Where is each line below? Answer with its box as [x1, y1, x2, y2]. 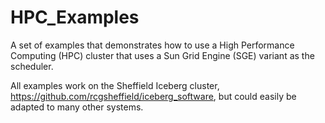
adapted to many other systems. [10, 101, 144, 113]
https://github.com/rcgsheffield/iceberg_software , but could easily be [10, 90, 297, 102]
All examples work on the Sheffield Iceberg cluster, [10, 79, 220, 91]
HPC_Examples [10, 6, 140, 29]
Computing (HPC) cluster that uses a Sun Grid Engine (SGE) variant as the [10, 49, 315, 61]
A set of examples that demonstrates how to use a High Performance [10, 39, 295, 51]
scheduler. [10, 60, 54, 72]
